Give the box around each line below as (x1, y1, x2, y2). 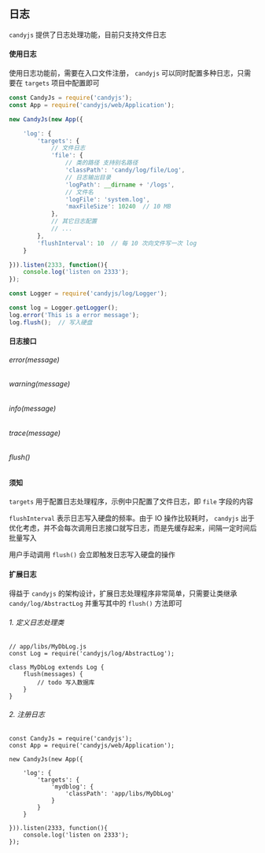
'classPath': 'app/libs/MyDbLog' (64, 790, 175, 798)
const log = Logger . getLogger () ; (9, 304, 119, 312)
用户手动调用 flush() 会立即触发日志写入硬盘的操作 (9, 550, 175, 559)
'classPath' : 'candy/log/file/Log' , (64, 166, 186, 175)
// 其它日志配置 (50, 217, 98, 226)
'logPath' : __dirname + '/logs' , (64, 180, 175, 189)
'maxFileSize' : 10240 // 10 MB (64, 203, 171, 211)
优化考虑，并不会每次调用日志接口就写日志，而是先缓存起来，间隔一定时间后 (9, 523, 257, 533)
